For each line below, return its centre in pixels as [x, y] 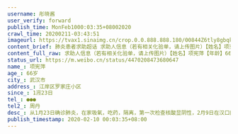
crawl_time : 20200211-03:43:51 [53, 34]
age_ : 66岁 [23, 73]
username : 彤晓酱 [31, 14]
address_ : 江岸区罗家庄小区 [44, 86]
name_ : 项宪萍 [27, 67]
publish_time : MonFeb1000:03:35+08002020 [69, 27]
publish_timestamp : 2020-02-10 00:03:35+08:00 [77, 119]
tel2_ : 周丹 [24, 106]
